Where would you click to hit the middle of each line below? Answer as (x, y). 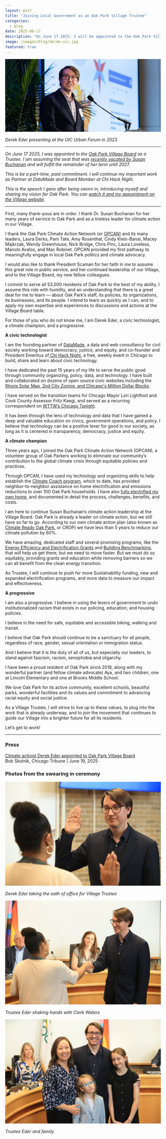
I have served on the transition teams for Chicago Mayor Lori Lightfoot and (81, 395)
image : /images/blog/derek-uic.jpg (42, 42)
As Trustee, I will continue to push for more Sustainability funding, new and (82, 573)
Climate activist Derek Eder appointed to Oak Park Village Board (70, 756)
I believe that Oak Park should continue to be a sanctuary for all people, (78, 637)
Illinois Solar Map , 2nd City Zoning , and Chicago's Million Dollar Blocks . (78, 385)
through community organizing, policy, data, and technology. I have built (79, 375)
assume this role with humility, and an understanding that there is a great (79, 289)
